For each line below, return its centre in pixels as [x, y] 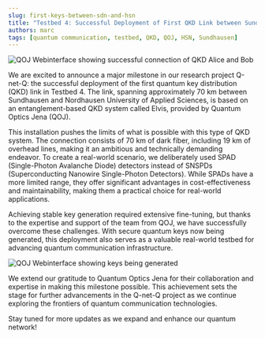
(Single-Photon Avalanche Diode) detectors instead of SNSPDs [110, 165]
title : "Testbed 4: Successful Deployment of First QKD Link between [125, 23]
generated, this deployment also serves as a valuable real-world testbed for [131, 240]
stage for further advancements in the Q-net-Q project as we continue [122, 295]
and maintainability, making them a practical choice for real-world [115, 191]
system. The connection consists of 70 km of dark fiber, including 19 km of [129, 141]
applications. [29, 199]
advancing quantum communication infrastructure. [91, 248]
